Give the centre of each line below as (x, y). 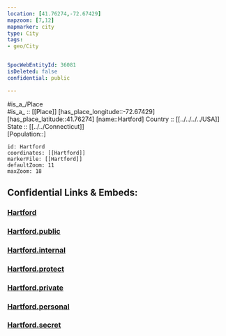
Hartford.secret (34, 325)
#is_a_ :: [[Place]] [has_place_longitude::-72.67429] (81, 111)
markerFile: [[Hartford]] (45, 159)
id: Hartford (26, 147)
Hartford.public (34, 231)
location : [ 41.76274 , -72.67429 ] (54, 14)
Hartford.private (36, 288)
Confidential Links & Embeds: (73, 193)
